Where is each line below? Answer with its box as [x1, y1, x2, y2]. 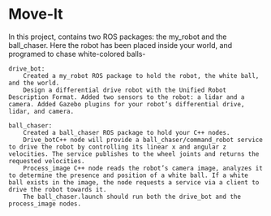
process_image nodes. [8, 200, 82, 208]
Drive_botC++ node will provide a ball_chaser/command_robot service [23, 136, 264, 144]
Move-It [8, 5, 63, 24]
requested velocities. [8, 157, 85, 165]
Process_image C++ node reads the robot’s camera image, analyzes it [23, 164, 264, 172]
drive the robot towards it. [8, 185, 107, 193]
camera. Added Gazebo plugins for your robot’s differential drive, [8, 100, 245, 108]
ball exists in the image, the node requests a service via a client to [8, 178, 260, 187]
